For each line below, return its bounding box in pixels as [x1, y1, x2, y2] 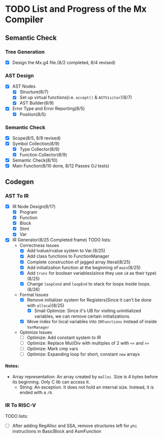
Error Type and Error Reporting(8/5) [12, 106, 85, 111]
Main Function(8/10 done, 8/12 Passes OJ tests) [12, 163, 110, 169]
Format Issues [19, 292, 49, 297]
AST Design [5, 72, 34, 79]
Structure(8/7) [19, 89, 49, 95]
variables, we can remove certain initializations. [34, 313, 130, 319]
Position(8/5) [19, 111, 46, 117]
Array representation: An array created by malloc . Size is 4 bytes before [12, 374, 158, 380]
